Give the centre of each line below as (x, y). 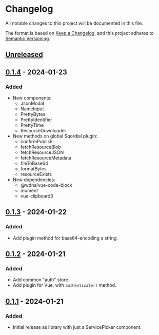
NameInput (32, 109)
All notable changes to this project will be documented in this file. (74, 23)
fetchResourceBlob (41, 147)
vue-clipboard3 (37, 196)
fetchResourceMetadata (46, 158)
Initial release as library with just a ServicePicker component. (77, 327)
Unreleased (24, 55)
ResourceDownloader (43, 131)
